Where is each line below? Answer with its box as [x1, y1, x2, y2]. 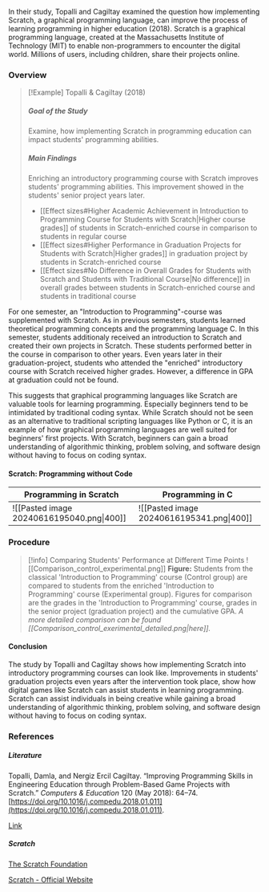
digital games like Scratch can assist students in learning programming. [8, 685, 244, 694]
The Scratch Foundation [8, 859, 88, 869]
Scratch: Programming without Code [8, 469, 134, 479]
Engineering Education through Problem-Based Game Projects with [8, 779, 231, 789]
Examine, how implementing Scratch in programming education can [27, 126, 252, 136]
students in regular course [39, 232, 127, 242]
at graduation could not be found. [8, 375, 119, 385]
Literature [8, 751, 42, 760]
